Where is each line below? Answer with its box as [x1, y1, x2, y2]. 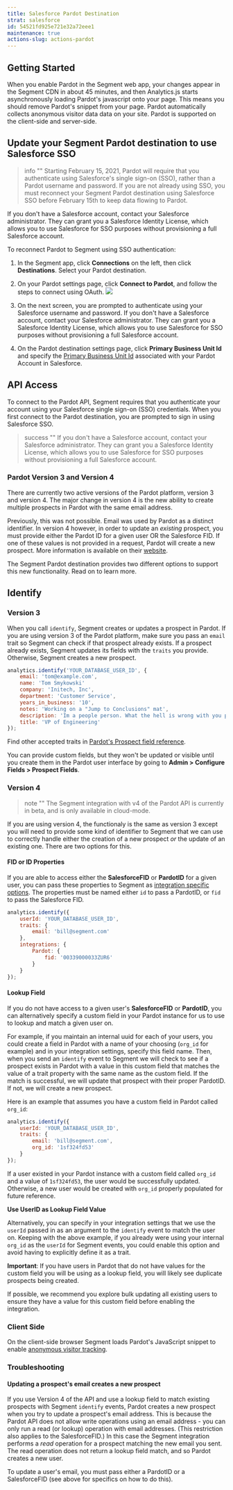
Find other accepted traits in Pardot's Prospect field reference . [7, 737, 186, 746]
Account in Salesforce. [17, 359, 83, 367]
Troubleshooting [7, 1362, 64, 1372]
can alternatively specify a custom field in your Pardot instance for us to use [7, 1011, 225, 1020]
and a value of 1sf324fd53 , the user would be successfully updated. [7, 1177, 200, 1185]
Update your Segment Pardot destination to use [7, 137, 217, 149]
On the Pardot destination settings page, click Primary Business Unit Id [17, 344, 222, 352]
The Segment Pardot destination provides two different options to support [7, 559, 218, 568]
